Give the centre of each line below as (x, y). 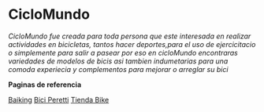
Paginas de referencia (45, 85)
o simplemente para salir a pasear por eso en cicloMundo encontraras (123, 52)
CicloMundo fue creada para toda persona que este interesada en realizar (130, 36)
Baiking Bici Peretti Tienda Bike (59, 99)
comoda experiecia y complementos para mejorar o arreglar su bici (118, 69)
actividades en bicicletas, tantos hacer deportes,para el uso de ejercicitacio (132, 44)
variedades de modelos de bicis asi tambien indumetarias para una (118, 61)
